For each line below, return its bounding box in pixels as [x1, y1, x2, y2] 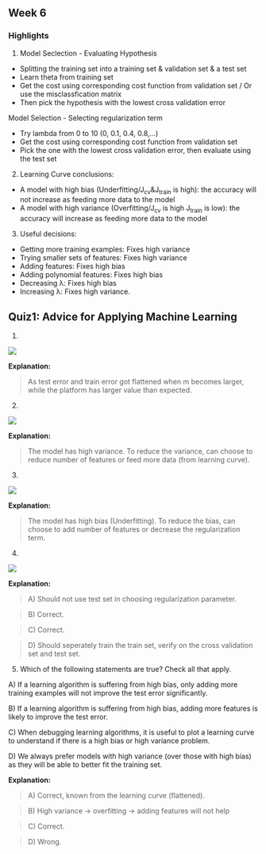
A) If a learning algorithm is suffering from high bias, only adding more [8, 680, 238, 689]
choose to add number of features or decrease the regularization [27, 524, 241, 534]
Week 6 [8, 6, 47, 20]
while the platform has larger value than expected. [27, 385, 192, 395]
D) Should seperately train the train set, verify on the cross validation [27, 641, 253, 650]
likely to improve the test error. [8, 712, 109, 722]
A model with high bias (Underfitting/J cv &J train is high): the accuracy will [19, 185, 256, 196]
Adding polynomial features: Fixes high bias [19, 270, 164, 279]
